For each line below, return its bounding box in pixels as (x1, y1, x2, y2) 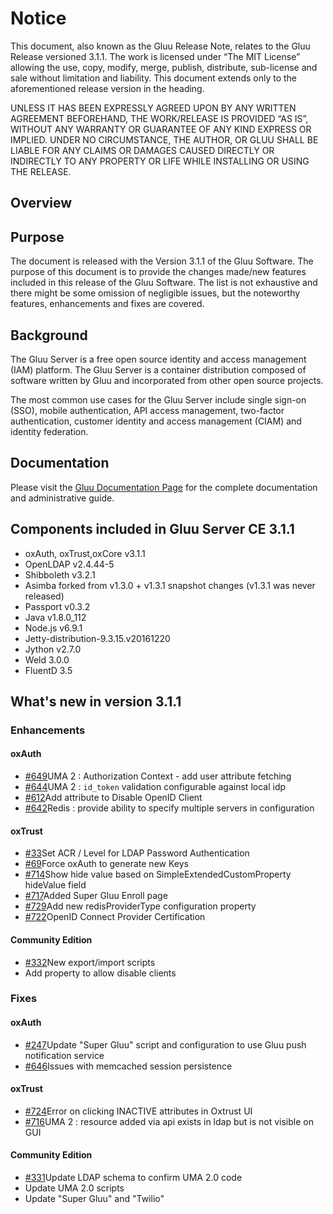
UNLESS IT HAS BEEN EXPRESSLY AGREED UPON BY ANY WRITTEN (10, 102, 297, 114)
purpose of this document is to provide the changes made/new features (10, 266, 307, 278)
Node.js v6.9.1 (24, 622, 83, 634)
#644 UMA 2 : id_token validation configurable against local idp (24, 781, 287, 793)
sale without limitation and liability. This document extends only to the (10, 72, 298, 84)
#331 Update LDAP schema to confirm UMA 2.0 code (24, 1172, 243, 1184)
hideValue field (24, 879, 87, 891)
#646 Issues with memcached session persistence (24, 1060, 233, 1072)
